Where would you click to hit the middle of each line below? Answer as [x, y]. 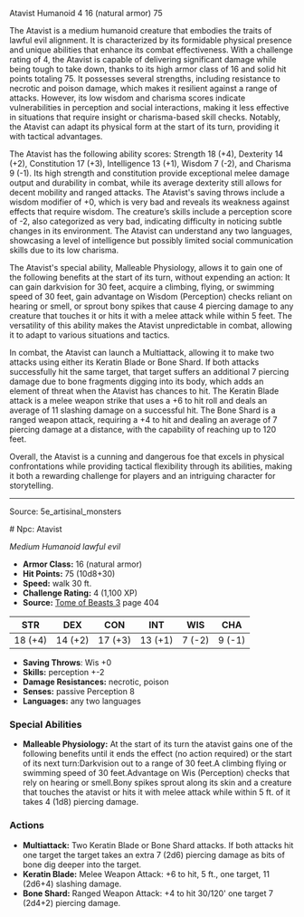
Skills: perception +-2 [63, 672]
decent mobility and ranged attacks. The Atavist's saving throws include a [147, 192]
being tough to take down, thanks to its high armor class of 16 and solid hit [148, 69]
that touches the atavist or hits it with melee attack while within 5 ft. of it [157, 792]
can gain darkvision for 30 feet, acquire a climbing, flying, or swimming [142, 287]
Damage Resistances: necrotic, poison [95, 682]
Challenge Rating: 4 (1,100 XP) [80, 593]
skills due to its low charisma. [64, 250]
